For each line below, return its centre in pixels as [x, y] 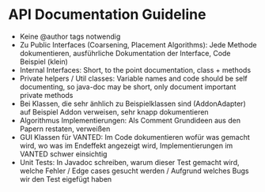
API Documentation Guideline [107, 15]
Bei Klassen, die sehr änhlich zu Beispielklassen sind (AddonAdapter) [133, 104]
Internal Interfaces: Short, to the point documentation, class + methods [135, 70]
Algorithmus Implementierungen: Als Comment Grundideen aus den [130, 120]
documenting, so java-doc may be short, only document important [128, 87]
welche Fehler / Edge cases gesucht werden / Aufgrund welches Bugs [134, 171]
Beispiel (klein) [44, 62]
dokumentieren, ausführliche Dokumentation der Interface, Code [125, 53]
